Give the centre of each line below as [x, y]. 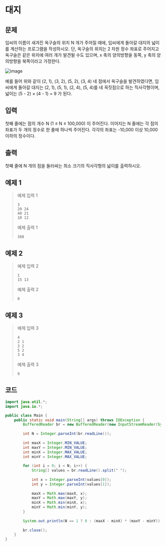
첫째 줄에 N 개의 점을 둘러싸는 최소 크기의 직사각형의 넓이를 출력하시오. [73, 165]
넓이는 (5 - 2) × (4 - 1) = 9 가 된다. [39, 94]
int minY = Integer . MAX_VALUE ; [55, 457]
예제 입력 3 [28, 328]
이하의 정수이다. [21, 136]
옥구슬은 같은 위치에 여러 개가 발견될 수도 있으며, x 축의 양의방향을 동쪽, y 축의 [80, 55]
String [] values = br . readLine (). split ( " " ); [79, 470]
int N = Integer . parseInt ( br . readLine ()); [67, 434]
